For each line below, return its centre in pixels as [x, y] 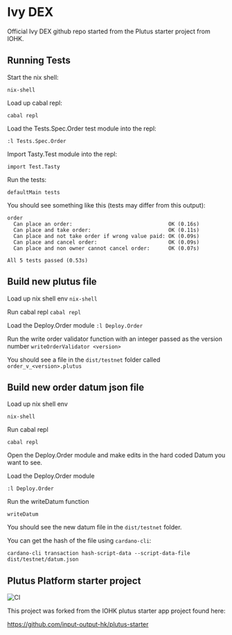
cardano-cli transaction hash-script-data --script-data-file [99, 553]
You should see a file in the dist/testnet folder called [84, 359]
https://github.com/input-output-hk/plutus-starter [78, 625]
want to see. [25, 463]
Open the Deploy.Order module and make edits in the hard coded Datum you [116, 455]
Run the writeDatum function [48, 502]
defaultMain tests [34, 192]
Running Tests [39, 61]
